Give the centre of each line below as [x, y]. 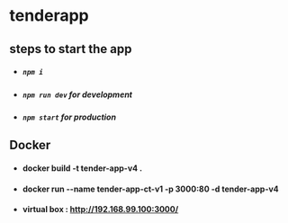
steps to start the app [71, 49]
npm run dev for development [77, 94]
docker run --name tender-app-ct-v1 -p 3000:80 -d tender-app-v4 [150, 189]
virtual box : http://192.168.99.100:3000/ [100, 210]
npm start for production [69, 117]
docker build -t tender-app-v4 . [82, 168]
